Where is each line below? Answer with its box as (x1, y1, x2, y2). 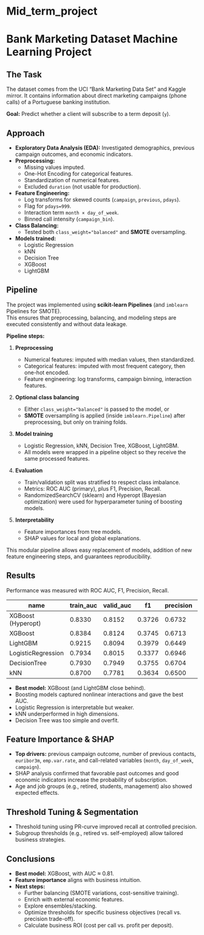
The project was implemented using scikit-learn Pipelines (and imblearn (6, 300, 188, 308)
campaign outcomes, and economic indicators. (15, 151, 133, 158)
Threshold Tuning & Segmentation (6, 806, 138, 817)
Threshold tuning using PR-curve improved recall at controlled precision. (15, 823, 197, 830)
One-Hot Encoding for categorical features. (24, 170, 133, 177)
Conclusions (6, 853, 55, 864)
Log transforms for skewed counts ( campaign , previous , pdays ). (24, 196, 181, 203)
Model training (15, 430, 53, 437)
